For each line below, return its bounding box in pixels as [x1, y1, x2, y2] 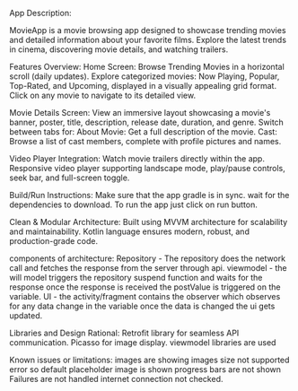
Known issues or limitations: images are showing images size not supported [9, 354, 290, 365]
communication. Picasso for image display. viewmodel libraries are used [9, 337, 276, 348]
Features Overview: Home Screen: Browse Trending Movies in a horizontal [9, 62, 285, 72]
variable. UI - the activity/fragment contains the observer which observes [9, 291, 281, 301]
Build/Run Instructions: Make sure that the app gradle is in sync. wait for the [9, 190, 290, 200]
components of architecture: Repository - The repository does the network [9, 253, 285, 264]
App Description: [9, 8, 72, 18]
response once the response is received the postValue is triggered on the [9, 282, 281, 292]
